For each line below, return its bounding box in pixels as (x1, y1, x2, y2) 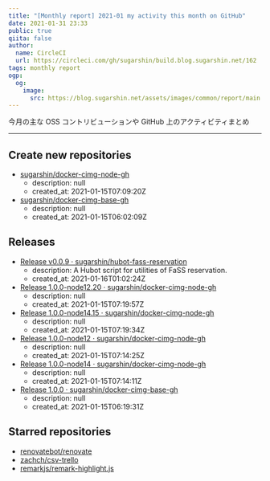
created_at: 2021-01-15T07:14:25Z (31, 350, 145, 360)
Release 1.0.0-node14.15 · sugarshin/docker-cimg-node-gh (19, 308, 215, 317)
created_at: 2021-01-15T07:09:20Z (31, 186, 147, 197)
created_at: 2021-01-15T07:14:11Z (31, 376, 142, 385)
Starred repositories (8, 425, 112, 438)
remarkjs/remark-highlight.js (19, 463, 114, 473)
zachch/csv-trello (19, 455, 79, 464)
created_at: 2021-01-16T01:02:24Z (31, 274, 146, 283)
